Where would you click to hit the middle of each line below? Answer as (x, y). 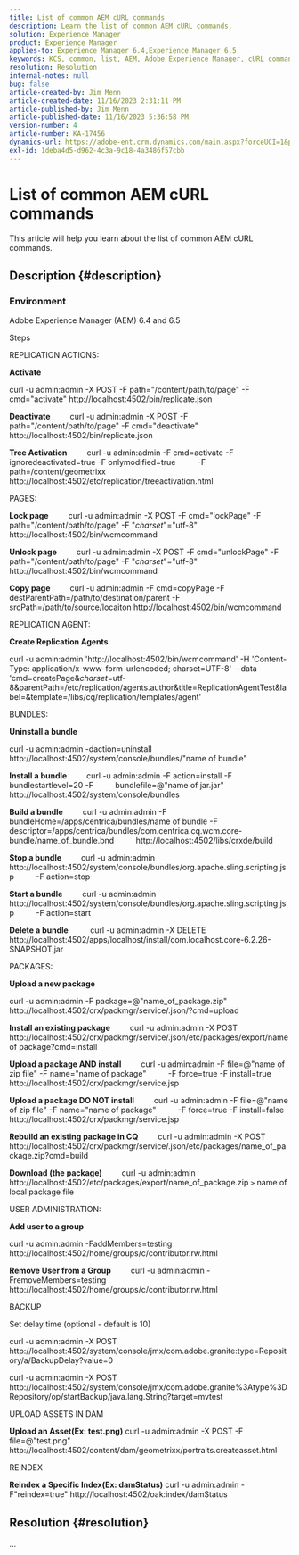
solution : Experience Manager (65, 34)
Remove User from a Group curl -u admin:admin (107, 1271)
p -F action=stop (50, 877)
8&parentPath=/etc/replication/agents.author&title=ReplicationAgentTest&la (148, 687)
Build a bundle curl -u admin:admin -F (88, 812)
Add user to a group (47, 1227)
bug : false (29, 84)
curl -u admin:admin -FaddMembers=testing (91, 1244)
